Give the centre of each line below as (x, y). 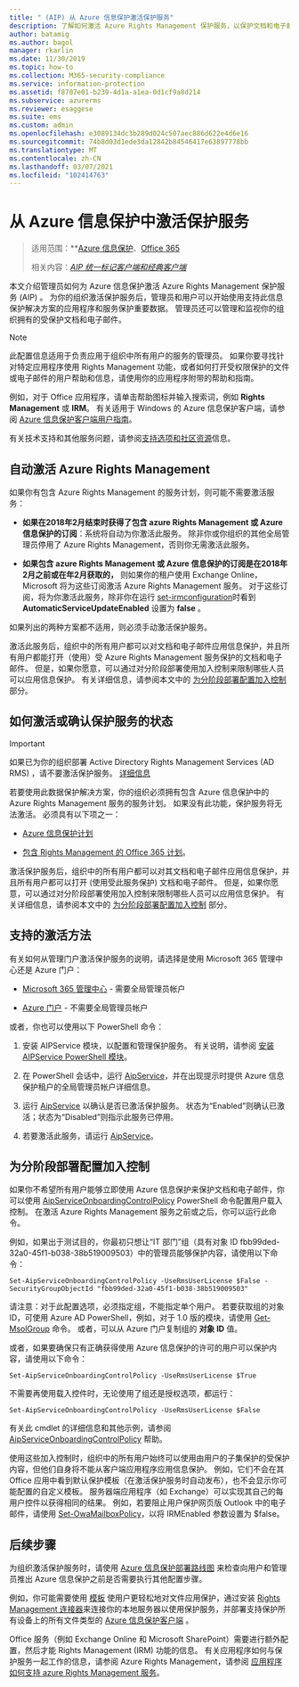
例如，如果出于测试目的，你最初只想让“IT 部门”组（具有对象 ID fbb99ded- (145, 1242)
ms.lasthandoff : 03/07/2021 (61, 167)
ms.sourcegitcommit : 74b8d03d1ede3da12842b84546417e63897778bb (129, 142)
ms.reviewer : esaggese (51, 109)
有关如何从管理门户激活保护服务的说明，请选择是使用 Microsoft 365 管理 (142, 959)
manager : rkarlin (41, 51)
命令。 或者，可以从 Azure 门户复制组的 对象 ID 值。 (147, 1329)
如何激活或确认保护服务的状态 (91, 722)
